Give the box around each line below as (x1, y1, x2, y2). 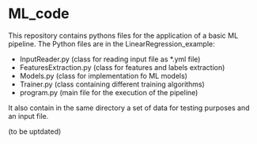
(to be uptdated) (8, 127, 62, 136)
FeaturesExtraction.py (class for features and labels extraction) (19, 62, 225, 72)
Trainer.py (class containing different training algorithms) (19, 79, 206, 89)
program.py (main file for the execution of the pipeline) (19, 87, 198, 97)
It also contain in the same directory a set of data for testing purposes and (8, 103, 250, 113)
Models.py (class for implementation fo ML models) (19, 71, 188, 80)
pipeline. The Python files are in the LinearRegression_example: (8, 39, 215, 48)
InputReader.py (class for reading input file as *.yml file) (19, 54, 201, 64)
